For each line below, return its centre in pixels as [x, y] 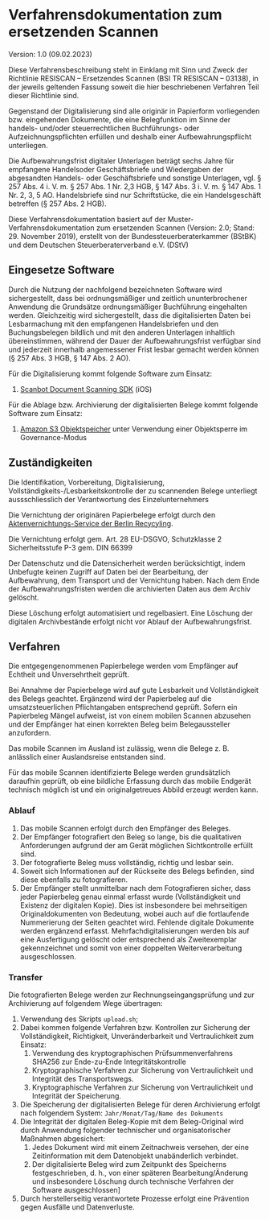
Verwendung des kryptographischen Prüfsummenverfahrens [132, 1053]
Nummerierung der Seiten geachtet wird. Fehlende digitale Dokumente [137, 922]
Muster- [181, 219]
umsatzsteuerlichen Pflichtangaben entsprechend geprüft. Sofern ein [123, 707]
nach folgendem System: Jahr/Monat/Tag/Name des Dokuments [121, 1113]
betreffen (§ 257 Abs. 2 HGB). [57, 204]
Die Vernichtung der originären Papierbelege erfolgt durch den [112, 515]
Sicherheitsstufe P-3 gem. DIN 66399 [70, 547]
